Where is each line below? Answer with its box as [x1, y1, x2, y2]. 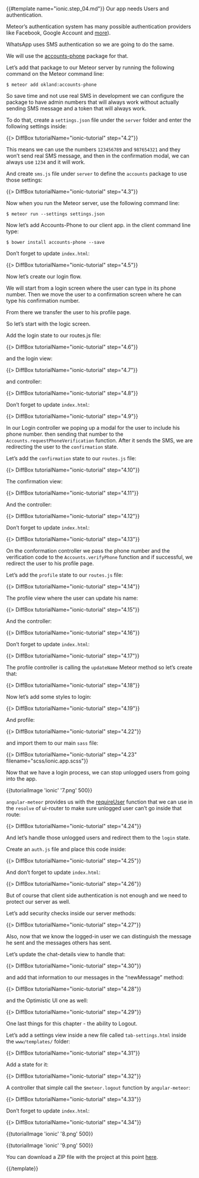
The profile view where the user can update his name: [6, 594, 138, 602]
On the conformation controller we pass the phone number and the [6, 547, 170, 554]
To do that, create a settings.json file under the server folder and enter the [6, 116, 191, 123]
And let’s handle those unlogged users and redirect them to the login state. [6, 834, 191, 841]
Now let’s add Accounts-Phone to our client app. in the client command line [6, 222, 191, 228]
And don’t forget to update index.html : [6, 869, 101, 876]
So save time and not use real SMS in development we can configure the [6, 92, 184, 99]
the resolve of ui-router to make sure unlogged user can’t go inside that [6, 805, 182, 811]
